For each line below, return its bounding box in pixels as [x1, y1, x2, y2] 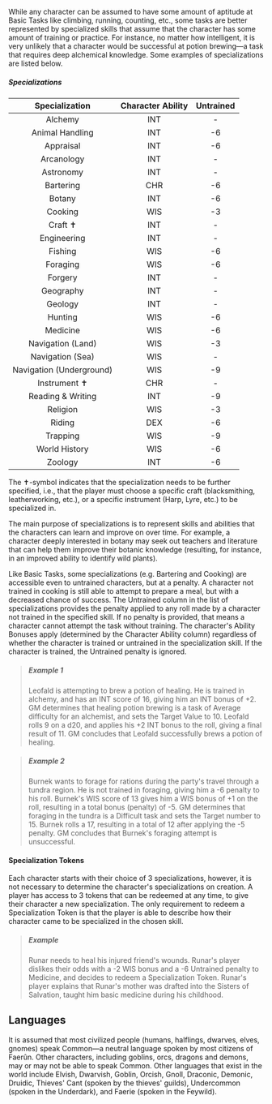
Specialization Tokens [8, 855, 85, 865]
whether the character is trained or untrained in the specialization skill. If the [8, 638, 263, 647]
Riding [50, 417, 75, 428]
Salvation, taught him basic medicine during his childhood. [28, 990, 224, 1000]
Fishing [48, 245, 77, 256]
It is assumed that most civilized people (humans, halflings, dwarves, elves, [8, 1034, 261, 1045]
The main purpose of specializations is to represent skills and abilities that [8, 518, 255, 528]
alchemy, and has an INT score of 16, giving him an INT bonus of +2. [28, 694, 257, 704]
